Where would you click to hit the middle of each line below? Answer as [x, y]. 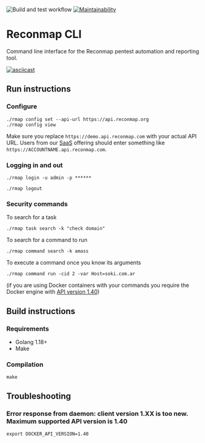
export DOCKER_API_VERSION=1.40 [47, 434]
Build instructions [41, 311]
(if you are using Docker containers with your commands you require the [98, 285]
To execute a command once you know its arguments [74, 263]
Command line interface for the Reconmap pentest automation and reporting [103, 51]
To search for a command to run [47, 240]
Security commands [37, 204]
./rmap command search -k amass [47, 251]
